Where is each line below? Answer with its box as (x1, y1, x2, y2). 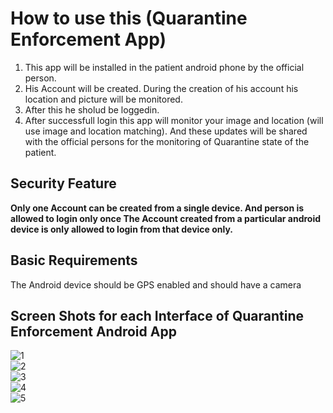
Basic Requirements (10, 252, 138, 269)
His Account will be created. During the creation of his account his (24, 82, 299, 94)
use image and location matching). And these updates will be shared (24, 125, 308, 137)
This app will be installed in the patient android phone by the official (24, 61, 305, 73)
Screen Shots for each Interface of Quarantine (10, 307, 304, 324)
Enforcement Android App (10, 323, 177, 340)
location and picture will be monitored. (24, 93, 183, 105)
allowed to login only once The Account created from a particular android (10, 212, 322, 224)
